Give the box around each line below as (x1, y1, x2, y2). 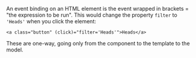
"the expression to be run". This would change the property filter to (6, 11, 177, 19)
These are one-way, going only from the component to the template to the (6, 40, 191, 47)
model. (6, 46, 23, 53)
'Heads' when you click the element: (6, 18, 96, 25)
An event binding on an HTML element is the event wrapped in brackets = (6, 5, 189, 12)
